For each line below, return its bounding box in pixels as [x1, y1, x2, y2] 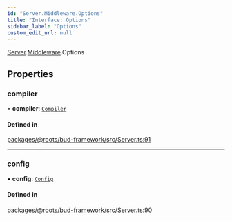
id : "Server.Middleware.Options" [7, 10, 104, 17]
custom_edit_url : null [7, 29, 72, 36]
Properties [7, 68, 54, 80]
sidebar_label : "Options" [7, 23, 81, 30]
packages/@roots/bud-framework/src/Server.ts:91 [7, 136, 151, 144]
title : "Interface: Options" [7, 17, 91, 23]
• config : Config [7, 175, 54, 183]
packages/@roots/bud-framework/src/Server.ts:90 [7, 206, 153, 214]
